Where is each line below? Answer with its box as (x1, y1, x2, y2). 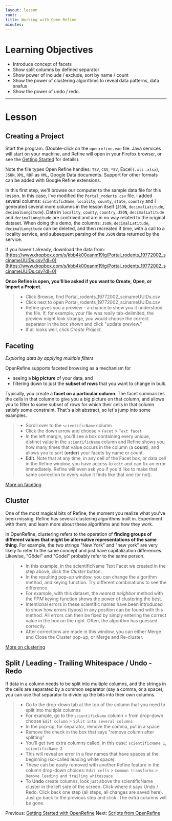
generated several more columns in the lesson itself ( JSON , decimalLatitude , (5, 204, 165, 210)
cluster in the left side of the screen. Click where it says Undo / (25, 783, 159, 790)
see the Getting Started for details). (5, 156, 80, 163)
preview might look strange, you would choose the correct (25, 316, 149, 322)
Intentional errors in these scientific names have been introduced (25, 601, 163, 607)
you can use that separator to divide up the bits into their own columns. (5, 691, 156, 697)
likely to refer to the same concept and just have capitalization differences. (5, 547, 163, 553)
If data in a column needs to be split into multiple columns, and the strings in (5, 680, 166, 687)
